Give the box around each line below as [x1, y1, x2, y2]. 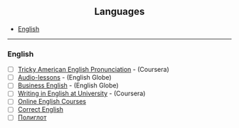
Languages [94, 6, 145, 18]
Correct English [17, 105, 64, 114]
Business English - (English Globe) [17, 81, 119, 90]
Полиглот [17, 113, 47, 122]
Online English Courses [17, 97, 87, 106]
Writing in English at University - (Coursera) [17, 89, 146, 98]
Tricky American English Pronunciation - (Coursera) [17, 65, 169, 74]
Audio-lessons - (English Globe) [17, 73, 112, 82]
